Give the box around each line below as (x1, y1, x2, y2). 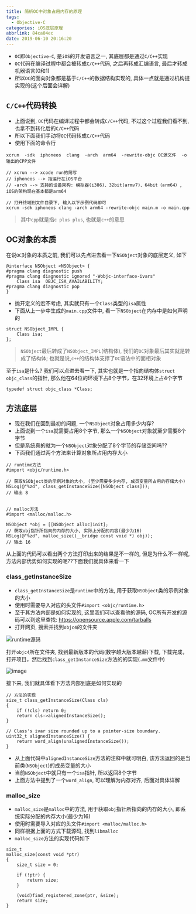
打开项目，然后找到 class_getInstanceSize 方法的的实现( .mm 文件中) (6, 656, 166, 663)
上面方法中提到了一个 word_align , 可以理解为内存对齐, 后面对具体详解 (14, 776, 180, 783)
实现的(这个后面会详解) (14, 82, 70, 88)
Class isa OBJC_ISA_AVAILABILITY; (16, 278, 104, 284)
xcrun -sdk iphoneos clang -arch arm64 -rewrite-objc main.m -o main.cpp (6, 204, 190, 211)
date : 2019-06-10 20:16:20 (6, 36, 72, 42)
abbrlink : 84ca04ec (6, 30, 54, 36)
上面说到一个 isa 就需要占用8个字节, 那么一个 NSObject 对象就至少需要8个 (14, 427, 186, 434)
